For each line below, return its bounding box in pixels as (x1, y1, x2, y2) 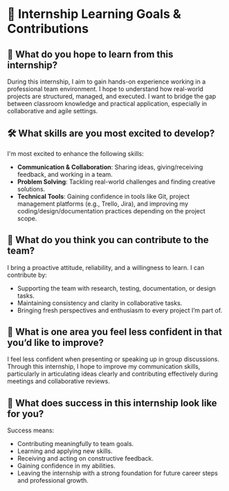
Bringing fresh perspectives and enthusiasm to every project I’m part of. (17, 306, 223, 314)
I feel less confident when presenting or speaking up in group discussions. (7, 355, 220, 363)
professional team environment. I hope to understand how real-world (7, 85, 204, 93)
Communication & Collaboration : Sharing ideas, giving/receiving (17, 162, 203, 171)
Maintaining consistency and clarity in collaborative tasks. (17, 298, 183, 307)
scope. (17, 214, 37, 222)
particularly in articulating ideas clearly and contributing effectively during (7, 369, 218, 378)
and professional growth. (17, 476, 89, 485)
